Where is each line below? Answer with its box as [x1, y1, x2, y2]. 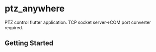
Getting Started [4, 39, 54, 48]
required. [4, 24, 23, 30]
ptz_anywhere [4, 3, 65, 14]
